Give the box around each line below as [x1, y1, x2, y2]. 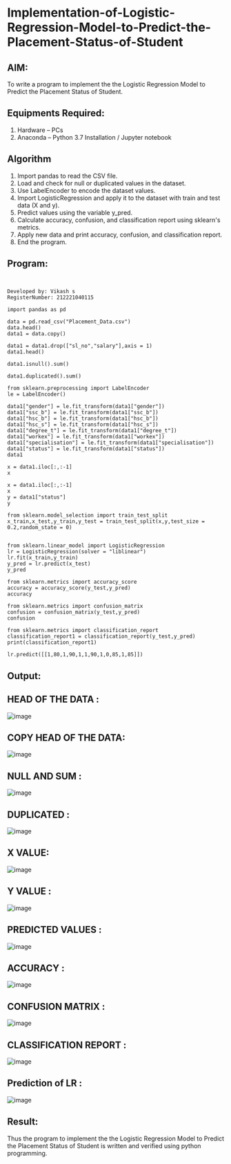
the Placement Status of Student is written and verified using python [7, 1141, 201, 1149]
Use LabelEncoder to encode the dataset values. [17, 186, 156, 194]
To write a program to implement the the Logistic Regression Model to [7, 80, 205, 88]
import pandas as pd [7, 306, 67, 313]
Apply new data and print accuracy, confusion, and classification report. [17, 230, 223, 239]
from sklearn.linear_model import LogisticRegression [7, 542, 165, 549]
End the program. [17, 237, 67, 246]
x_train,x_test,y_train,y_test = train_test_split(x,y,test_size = [7, 518, 205, 525]
